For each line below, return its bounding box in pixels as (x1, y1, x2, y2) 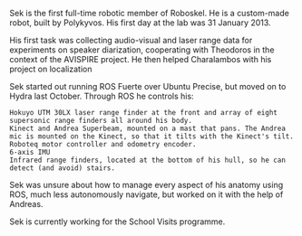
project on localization (9, 63, 93, 74)
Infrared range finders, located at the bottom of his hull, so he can (9, 156, 286, 165)
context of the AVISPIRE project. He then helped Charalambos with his (9, 54, 272, 64)
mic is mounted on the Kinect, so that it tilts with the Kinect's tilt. (9, 132, 295, 141)
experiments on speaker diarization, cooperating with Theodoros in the (9, 44, 275, 55)
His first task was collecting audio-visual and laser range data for (9, 35, 253, 45)
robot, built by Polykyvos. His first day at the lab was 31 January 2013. (9, 17, 271, 28)
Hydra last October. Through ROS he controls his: (9, 90, 194, 101)
